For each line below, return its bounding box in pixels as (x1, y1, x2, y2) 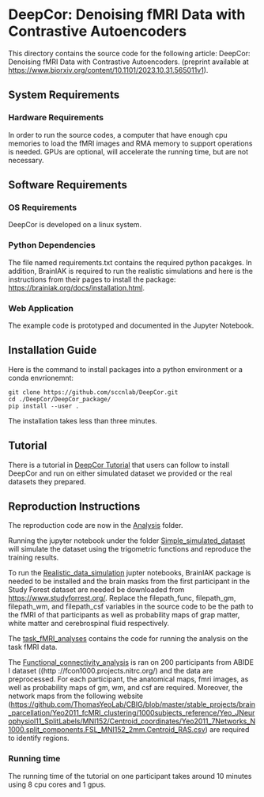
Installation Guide (8, 343, 97, 357)
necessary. (8, 155, 45, 165)
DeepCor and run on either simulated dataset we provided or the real (8, 469, 233, 478)
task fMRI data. (8, 643, 58, 652)
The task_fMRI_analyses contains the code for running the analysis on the (8, 634, 249, 643)
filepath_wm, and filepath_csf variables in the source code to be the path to (8, 602, 254, 611)
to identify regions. (8, 734, 70, 743)
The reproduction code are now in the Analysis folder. (8, 521, 183, 530)
